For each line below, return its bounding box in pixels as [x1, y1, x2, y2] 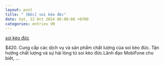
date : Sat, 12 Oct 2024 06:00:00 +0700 [5, 16, 89, 21]
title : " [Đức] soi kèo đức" [5, 12, 66, 17]
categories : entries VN [5, 21, 55, 26]
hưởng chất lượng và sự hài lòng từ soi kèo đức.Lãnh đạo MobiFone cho [5, 50, 154, 56]
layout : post [5, 7, 33, 12]
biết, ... [5, 55, 20, 61]
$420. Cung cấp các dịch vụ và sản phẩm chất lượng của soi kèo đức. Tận [5, 44, 159, 50]
